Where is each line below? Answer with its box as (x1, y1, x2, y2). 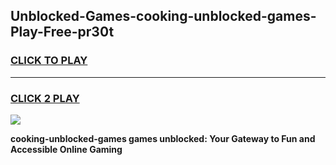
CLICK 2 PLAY (10, 91, 80, 105)
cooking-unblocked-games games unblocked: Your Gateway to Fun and (10, 132, 316, 144)
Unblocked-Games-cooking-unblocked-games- (10, 8, 317, 25)
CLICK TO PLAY (10, 54, 88, 68)
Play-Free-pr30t (10, 24, 115, 41)
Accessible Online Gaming (10, 143, 123, 155)
